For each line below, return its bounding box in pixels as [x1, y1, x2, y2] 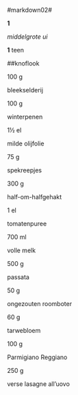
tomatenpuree [7, 220, 47, 227]
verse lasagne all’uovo [7, 380, 70, 388]
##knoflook [7, 59, 40, 68]
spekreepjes [7, 166, 42, 174]
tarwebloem [7, 327, 41, 334]
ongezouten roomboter [7, 300, 73, 307]
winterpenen [7, 113, 43, 121]
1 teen [7, 46, 25, 54]
